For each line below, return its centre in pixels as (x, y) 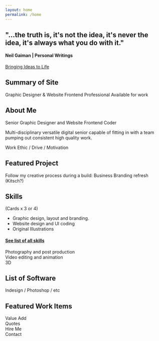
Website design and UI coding (44, 224)
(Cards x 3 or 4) (22, 209)
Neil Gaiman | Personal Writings (39, 55)
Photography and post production (40, 251)
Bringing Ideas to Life (27, 67)
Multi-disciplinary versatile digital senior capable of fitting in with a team (80, 132)
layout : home (19, 10)
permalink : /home (23, 15)
